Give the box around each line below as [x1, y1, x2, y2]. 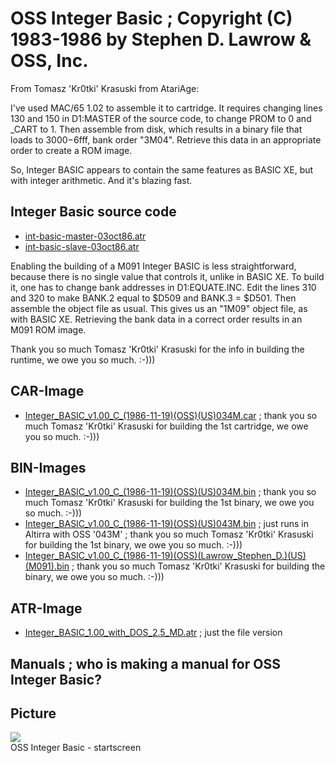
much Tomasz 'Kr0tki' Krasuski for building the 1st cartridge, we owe [24, 420, 309, 432]
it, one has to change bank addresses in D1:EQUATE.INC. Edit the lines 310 [10, 281, 317, 293]
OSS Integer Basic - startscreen [10, 742, 142, 754]
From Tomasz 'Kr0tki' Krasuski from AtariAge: [10, 82, 200, 94]
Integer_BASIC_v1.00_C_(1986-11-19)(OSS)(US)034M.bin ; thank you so [24, 486, 317, 498]
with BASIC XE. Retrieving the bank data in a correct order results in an [10, 313, 303, 325]
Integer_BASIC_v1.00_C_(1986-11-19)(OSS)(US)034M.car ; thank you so [24, 409, 318, 421]
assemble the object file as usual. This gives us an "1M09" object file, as [10, 302, 308, 314]
